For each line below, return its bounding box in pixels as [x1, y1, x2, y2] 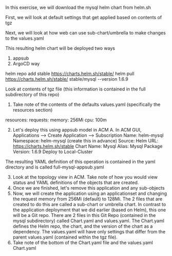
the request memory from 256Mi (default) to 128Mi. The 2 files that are [12, 196, 163, 202]
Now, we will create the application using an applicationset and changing [12, 190, 167, 196]
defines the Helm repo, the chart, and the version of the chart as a [12, 223, 153, 229]
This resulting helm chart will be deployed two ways [5, 45, 116, 51]
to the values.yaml [5, 35, 44, 41]
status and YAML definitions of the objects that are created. [12, 179, 139, 186]
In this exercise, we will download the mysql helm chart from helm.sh [5, 5, 151, 10]
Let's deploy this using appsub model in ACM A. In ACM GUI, [12, 127, 142, 133]
